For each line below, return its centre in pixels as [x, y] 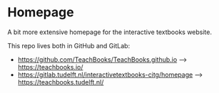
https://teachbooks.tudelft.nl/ [61, 82]
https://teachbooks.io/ [50, 67]
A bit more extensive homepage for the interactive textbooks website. [110, 32]
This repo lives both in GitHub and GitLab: [69, 45]
